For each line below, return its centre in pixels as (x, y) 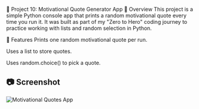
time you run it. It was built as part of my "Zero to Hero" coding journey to (97, 22)
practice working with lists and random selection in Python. (79, 28)
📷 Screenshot (33, 82)
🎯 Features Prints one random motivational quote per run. (77, 40)
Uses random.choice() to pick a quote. (53, 63)
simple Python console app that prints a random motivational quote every (97, 15)
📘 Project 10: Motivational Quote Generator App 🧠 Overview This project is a (99, 9)
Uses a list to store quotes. (39, 51)
